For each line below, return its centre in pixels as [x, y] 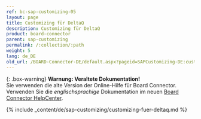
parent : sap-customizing [37, 39]
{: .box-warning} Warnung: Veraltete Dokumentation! [73, 79]
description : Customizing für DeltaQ [53, 28]
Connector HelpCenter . [35, 98]
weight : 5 [19, 51]
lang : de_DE [21, 56]
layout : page [22, 17]
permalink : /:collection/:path [45, 45]
